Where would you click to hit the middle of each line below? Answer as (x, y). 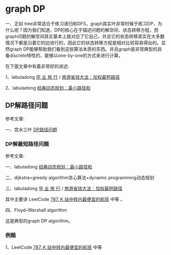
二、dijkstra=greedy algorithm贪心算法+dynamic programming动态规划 (80, 178)
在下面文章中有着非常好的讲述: (37, 66)
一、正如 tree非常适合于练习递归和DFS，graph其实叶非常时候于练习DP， (81, 23)
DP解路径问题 (27, 106)
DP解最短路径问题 (27, 144)
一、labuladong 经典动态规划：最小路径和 (49, 167)
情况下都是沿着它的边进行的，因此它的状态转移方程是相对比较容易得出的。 (83, 42)
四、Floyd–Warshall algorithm (36, 210)
